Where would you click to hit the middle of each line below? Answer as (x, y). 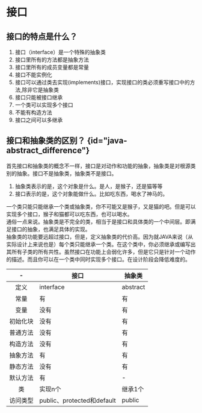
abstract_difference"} (48, 150)
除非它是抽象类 (40, 90)
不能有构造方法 (33, 112)
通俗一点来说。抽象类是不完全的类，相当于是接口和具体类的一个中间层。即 (98, 221)
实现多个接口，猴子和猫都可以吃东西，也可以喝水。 (69, 214)
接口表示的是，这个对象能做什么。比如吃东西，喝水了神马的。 (91, 194)
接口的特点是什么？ (42, 36)
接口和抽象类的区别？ (46, 141)
